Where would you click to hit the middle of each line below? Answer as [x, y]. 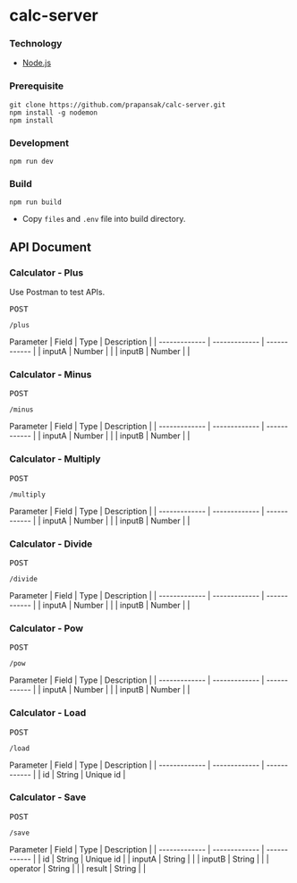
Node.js [37, 63]
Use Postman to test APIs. [57, 293]
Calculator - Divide [51, 544]
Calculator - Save [48, 797]
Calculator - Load [48, 713]
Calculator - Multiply [55, 459]
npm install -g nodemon [54, 113]
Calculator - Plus [47, 272]
